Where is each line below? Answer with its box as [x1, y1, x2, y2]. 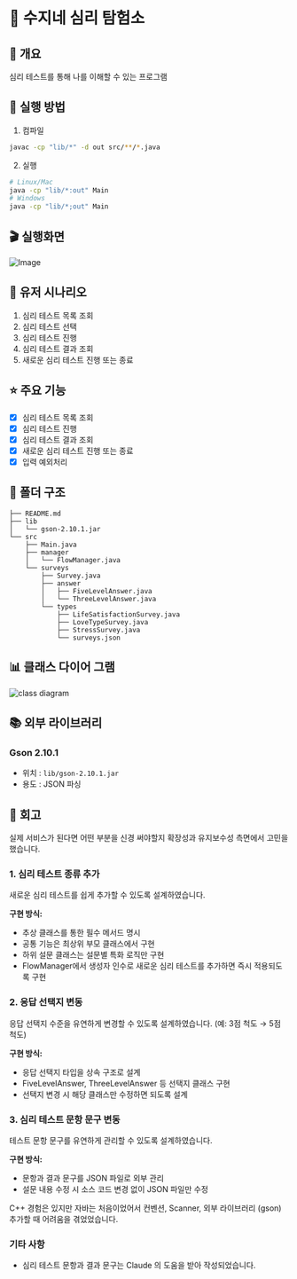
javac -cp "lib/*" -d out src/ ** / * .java [9, 143, 161, 152]
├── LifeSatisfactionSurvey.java [56, 609, 180, 619]
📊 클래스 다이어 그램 [9, 660, 115, 675]
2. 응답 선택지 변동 [9, 996, 83, 1008]
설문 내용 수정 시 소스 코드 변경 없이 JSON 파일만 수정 [21, 1183, 208, 1194]
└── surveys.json [56, 633, 121, 642]
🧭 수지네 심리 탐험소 [9, 8, 145, 28]
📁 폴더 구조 [9, 485, 66, 500]
